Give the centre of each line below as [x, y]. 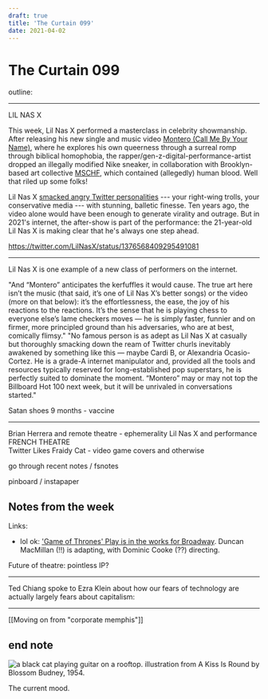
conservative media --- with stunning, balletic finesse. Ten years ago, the [129, 205]
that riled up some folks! [48, 181]
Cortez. [21, 361]
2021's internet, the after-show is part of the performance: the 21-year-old [130, 222]
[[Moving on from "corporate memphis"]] [76, 620]
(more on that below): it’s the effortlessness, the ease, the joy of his [119, 302]
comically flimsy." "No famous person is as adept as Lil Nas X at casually [128, 336]
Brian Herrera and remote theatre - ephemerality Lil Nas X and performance [133, 434]
